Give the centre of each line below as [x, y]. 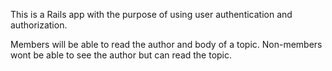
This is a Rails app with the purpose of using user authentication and [151, 14]
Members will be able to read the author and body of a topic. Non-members [166, 44]
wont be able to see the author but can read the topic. [121, 55]
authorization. [39, 25]
